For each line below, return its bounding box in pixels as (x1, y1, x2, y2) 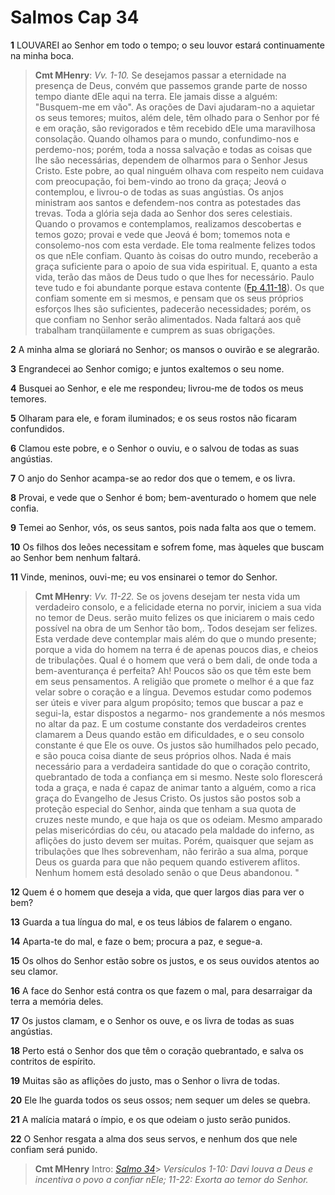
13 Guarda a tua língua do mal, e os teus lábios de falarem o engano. (10, 916, 293, 928)
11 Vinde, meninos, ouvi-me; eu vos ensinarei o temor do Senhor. (10, 571, 278, 583)
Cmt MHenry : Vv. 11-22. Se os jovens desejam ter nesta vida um (34, 590, 301, 602)
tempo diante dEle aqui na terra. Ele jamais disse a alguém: (34, 90, 278, 102)
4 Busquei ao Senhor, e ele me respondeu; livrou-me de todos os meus (10, 382, 304, 394)
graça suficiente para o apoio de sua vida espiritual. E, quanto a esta (34, 260, 318, 272)
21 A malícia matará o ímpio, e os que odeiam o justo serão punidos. (10, 1113, 291, 1125)
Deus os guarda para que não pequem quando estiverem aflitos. (34, 856, 301, 868)
